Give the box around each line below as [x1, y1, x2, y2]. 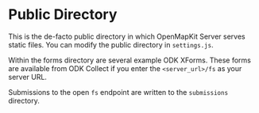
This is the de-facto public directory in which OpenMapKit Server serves [8, 32, 245, 41]
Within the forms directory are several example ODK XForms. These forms [8, 55, 252, 65]
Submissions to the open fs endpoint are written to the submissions [8, 87, 229, 96]
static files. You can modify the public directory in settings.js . [8, 40, 214, 49]
